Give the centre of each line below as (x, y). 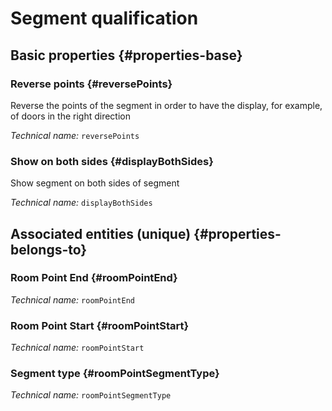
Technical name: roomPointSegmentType (91, 395)
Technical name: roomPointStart (77, 348)
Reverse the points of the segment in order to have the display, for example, (166, 105)
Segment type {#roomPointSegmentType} (115, 374)
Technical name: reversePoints (75, 135)
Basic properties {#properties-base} (126, 55)
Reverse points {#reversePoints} (91, 84)
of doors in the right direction (71, 116)
